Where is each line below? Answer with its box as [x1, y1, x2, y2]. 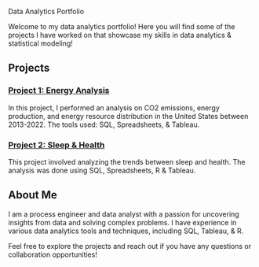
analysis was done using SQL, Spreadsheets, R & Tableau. [8, 165, 196, 175]
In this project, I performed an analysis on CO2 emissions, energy [8, 102, 220, 113]
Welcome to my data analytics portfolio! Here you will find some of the [8, 22, 235, 31]
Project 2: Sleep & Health [8, 139, 105, 150]
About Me [8, 188, 57, 202]
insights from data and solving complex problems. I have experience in [8, 217, 237, 227]
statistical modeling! [8, 39, 73, 48]
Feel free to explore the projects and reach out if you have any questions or [8, 241, 252, 250]
